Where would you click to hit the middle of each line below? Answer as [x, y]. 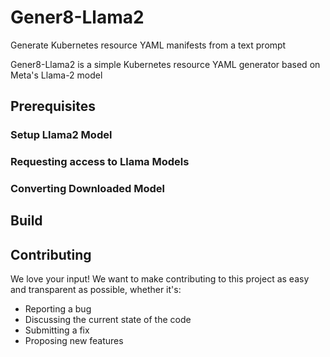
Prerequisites [53, 106]
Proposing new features [74, 341]
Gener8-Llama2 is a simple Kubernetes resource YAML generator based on [165, 64]
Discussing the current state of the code [108, 320]
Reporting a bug [58, 309]
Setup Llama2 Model [61, 135]
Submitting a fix [57, 330]
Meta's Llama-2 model [56, 75]
